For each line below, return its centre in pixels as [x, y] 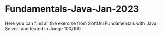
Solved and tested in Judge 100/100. [43, 28]
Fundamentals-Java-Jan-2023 [72, 9]
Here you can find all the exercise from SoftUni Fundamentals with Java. [81, 23]
